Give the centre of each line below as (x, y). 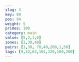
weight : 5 (15, 24)
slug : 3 (13, 10)
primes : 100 (17, 28)
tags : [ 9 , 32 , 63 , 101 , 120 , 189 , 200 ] (40, 51)
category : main (21, 33)
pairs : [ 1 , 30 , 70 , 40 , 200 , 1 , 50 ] (38, 47)
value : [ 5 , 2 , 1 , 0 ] (23, 38)
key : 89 (13, 14)
